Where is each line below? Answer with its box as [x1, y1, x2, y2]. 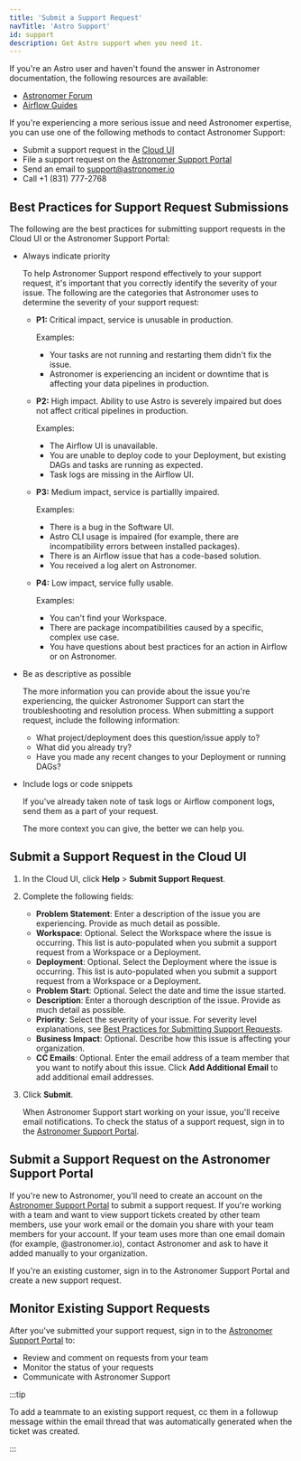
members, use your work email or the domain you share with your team [9, 1219, 275, 1230]
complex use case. [49, 632, 120, 642]
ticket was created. [9, 1425, 81, 1437]
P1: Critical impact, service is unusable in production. [35, 314, 233, 325]
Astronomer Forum [22, 90, 93, 101]
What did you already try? [35, 742, 132, 753]
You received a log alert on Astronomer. [49, 560, 197, 571]
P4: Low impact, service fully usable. [35, 577, 174, 588]
